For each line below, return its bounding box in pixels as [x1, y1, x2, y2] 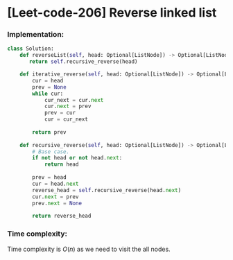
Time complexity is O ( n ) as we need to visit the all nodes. [7, 245, 171, 253]
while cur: [32, 90, 64, 97]
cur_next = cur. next [44, 96, 104, 103]
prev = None [32, 83, 67, 91]
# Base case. [32, 148, 70, 155]
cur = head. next [32, 180, 79, 187]
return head [44, 161, 79, 168]
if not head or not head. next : [32, 155, 123, 162]
